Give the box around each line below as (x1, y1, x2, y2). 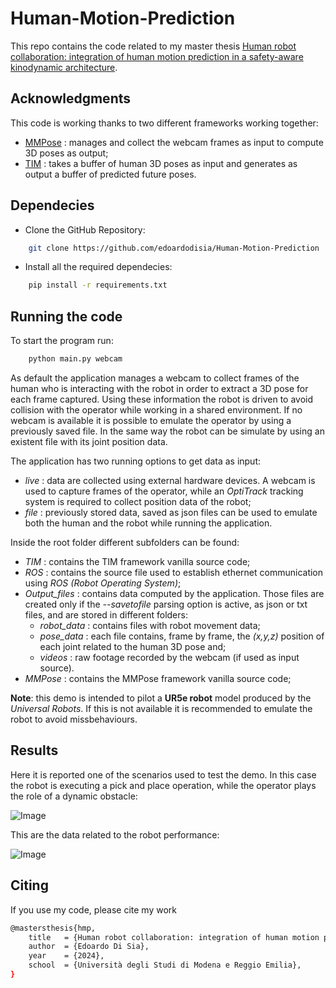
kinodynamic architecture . (10, 61, 118, 73)
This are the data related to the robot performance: (10, 828, 220, 841)
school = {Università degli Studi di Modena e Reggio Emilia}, (28, 960, 302, 971)
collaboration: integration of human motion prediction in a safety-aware (10, 50, 304, 62)
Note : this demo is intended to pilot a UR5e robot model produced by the (10, 692, 312, 704)
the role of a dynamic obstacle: (10, 790, 138, 802)
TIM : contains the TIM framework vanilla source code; (24, 556, 251, 567)
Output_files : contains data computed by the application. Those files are (24, 588, 325, 599)
